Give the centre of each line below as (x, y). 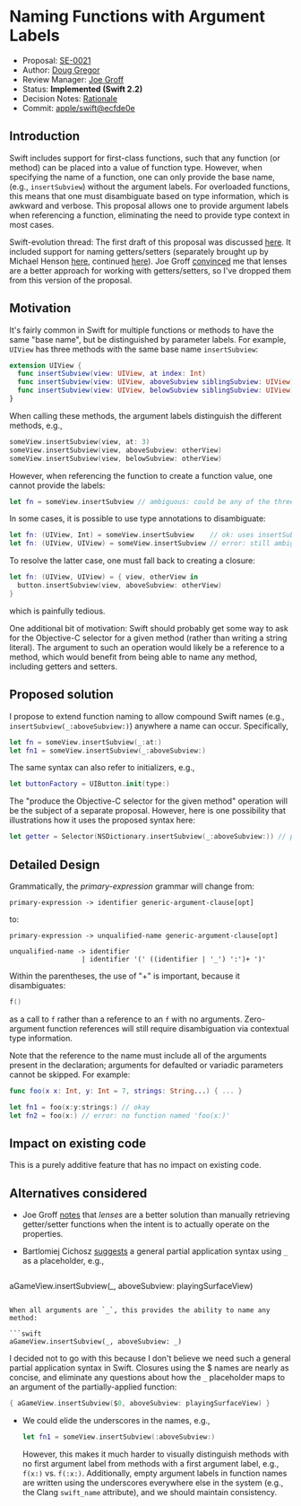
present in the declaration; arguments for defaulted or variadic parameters (146, 1065)
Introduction (45, 136)
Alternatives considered (78, 1193)
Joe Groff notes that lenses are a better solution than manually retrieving (156, 1215)
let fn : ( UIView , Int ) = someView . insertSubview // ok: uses (132, 535)
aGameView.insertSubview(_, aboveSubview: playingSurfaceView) (131, 1286)
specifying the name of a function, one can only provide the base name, (142, 177)
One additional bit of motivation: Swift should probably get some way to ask (149, 628)
